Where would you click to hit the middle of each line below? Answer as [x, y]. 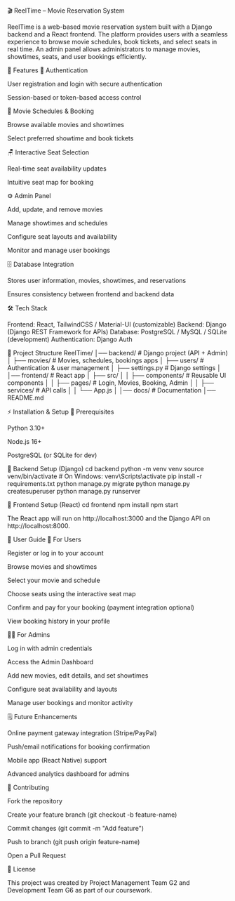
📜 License [22, 869]
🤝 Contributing [28, 787]
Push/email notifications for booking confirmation [79, 747]
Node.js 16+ [25, 441]
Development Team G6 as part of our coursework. [80, 890]
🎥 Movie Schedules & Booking [51, 111]
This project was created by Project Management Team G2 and [99, 883]
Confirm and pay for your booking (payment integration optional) [101, 607]
